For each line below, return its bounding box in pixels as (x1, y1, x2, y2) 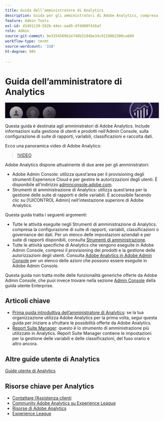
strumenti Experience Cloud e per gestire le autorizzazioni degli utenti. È (12, 176, 158, 182)
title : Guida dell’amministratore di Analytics (5, 8, 104, 13)
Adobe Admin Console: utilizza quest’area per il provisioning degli (12, 171, 144, 177)
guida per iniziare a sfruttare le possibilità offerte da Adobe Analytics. (12, 320, 152, 326)
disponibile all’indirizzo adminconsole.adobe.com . (12, 181, 113, 188)
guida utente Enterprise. (5, 282, 54, 288)
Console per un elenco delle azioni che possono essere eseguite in (12, 257, 147, 263)
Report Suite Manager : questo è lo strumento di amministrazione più (12, 325, 150, 331)
